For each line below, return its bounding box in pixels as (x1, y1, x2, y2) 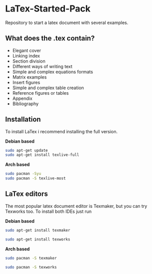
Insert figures (12, 79, 40, 85)
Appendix (12, 95, 32, 101)
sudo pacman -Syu (5, 171, 41, 176)
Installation (5, 115, 41, 124)
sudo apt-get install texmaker (5, 227, 70, 233)
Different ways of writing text (12, 63, 72, 69)
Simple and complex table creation (12, 85, 84, 91)
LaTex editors (5, 190, 48, 198)
